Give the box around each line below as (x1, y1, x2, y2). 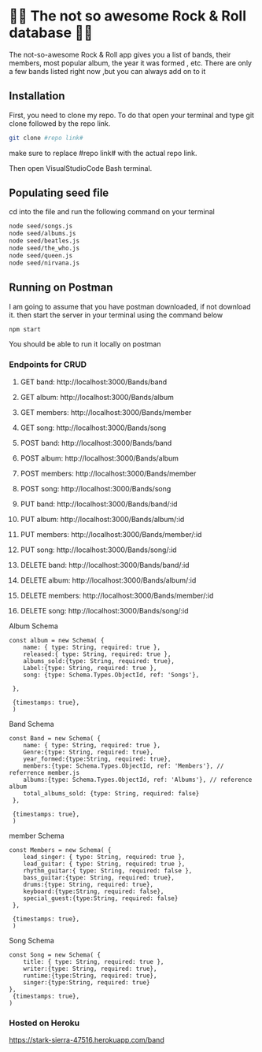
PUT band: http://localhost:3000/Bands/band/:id (20, 499, 178, 509)
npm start (9, 325, 42, 333)
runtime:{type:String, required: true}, (23, 972, 157, 980)
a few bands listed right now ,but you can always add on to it (9, 66, 206, 76)
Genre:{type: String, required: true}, (23, 748, 154, 756)
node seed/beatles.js (9, 237, 80, 245)
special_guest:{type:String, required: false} (23, 894, 179, 902)
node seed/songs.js (9, 222, 73, 231)
